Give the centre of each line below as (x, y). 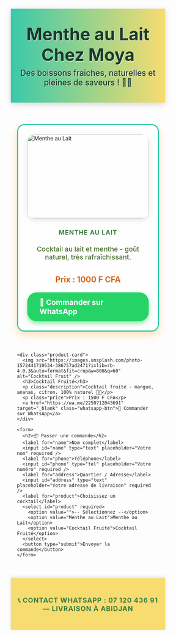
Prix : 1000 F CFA (88, 280)
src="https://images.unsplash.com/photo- (90, 360)
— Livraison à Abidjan (88, 608)
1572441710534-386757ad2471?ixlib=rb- (66, 366)
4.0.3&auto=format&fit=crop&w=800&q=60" (69, 371)
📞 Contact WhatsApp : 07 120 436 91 (88, 600)
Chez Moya (88, 55)
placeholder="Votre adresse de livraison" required (84, 486)
